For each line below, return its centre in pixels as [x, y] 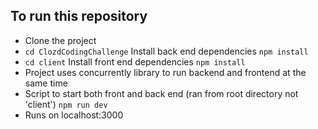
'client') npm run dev [66, 104]
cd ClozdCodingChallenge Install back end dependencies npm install [166, 51]
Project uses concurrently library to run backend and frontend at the [165, 72]
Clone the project [60, 40]
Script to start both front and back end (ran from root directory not [161, 93]
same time [46, 83]
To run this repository [79, 16]
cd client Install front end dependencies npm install [135, 61]
